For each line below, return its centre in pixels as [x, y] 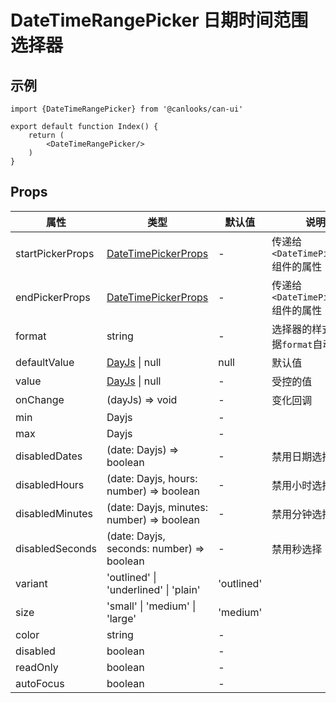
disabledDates [49, 456]
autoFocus [40, 683]
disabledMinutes [54, 513]
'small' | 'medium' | [151, 606]
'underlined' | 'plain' [153, 589]
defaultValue [45, 362]
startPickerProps [55, 253]
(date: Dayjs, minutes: [157, 507]
